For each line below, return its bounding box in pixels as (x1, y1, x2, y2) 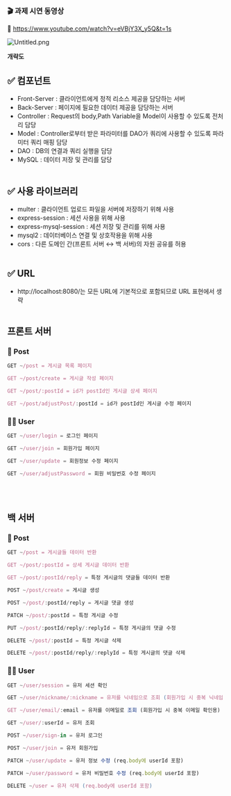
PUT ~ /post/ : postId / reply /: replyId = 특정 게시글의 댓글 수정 (7, 624, 176, 631)
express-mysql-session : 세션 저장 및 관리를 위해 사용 (17, 222, 166, 230)
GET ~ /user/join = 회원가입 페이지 (7, 445, 100, 452)
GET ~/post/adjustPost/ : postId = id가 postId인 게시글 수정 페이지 (7, 400, 192, 408)
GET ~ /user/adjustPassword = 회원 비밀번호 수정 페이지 (7, 470, 156, 477)
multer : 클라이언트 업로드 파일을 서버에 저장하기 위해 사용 (17, 205, 175, 213)
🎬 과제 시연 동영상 (7, 6, 65, 15)
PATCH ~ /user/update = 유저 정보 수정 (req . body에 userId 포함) (7, 757, 184, 764)
